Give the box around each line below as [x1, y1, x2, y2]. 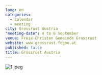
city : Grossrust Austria [5, 26, 58, 31]
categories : [5, 12, 31, 17]
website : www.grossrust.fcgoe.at [5, 41, 76, 46]
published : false [5, 45, 42, 50]
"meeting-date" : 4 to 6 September [5, 31, 79, 36]
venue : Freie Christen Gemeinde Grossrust [5, 36, 97, 41]
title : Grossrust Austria [5, 50, 60, 55]
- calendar [10, 17, 33, 22]
